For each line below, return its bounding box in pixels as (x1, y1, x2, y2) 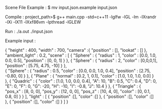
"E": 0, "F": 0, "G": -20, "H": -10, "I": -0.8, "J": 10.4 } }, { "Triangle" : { (5, 83, 141, 89)
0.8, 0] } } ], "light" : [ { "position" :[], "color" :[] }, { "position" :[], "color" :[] (5, 93, 154, 99)
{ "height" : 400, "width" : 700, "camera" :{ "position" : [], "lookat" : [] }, (5, 47, 147, 53)
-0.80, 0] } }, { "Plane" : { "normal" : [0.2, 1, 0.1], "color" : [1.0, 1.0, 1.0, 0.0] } (5, 73, 154, 78)
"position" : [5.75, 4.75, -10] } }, (5, 63, 67, 68)
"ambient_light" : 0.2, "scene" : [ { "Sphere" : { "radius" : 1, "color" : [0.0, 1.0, (5, 52, 157, 58)
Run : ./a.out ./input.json (5, 29, 53, 34)
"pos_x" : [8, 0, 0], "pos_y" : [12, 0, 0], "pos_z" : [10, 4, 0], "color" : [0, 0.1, (5, 89, 151, 94)
